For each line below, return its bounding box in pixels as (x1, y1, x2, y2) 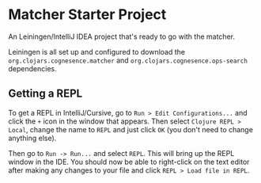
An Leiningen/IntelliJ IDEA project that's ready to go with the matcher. (8, 32, 236, 41)
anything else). (8, 133, 57, 143)
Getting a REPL (8, 87, 83, 101)
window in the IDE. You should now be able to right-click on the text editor (8, 157, 250, 166)
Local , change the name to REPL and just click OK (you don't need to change (8, 124, 253, 134)
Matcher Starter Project (8, 6, 167, 24)
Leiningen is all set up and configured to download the (8, 47, 186, 56)
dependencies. (8, 63, 57, 73)
